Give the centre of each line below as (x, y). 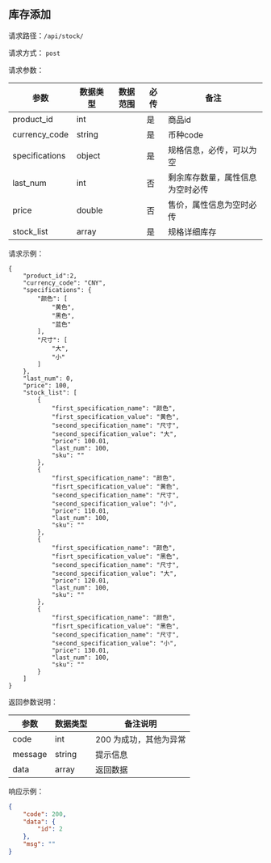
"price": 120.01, (81, 581)
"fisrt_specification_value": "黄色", (115, 486)
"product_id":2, (50, 276)
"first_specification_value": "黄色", (115, 417)
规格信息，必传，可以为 (213, 150)
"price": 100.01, (81, 441)
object (88, 155)
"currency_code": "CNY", (65, 283)
